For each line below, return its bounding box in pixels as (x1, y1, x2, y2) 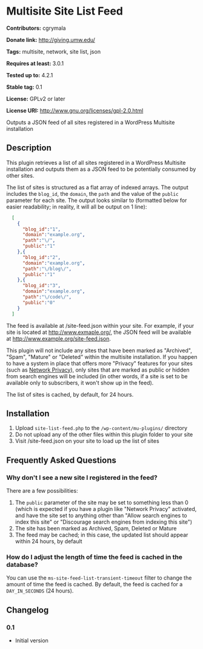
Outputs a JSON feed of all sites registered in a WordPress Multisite (6, 119, 175, 126)
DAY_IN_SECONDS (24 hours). (6, 587, 74, 594)
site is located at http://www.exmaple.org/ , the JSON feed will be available (6, 328, 192, 336)
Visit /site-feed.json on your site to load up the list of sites (15, 437, 159, 445)
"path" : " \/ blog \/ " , (22, 266, 72, 272)
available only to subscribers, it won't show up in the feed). (6, 379, 154, 386)
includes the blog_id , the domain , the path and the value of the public (6, 190, 179, 197)
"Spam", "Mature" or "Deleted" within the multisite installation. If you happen (6, 353, 198, 360)
